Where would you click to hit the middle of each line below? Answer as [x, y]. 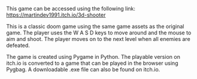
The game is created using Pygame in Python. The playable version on [93, 57]
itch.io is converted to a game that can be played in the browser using [92, 63]
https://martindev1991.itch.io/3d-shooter [56, 15]
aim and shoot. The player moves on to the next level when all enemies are [98, 39]
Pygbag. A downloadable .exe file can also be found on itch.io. [83, 69]
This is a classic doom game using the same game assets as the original [95, 26]
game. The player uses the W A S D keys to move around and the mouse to [99, 33]
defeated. [18, 45]
